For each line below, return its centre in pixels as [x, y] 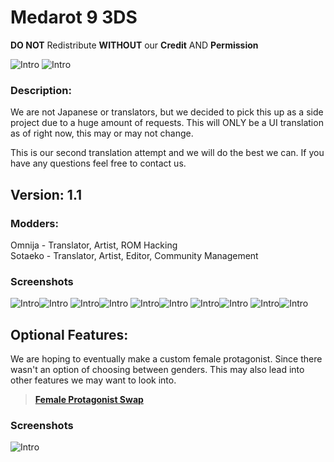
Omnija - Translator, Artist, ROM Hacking [94, 245]
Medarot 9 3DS [74, 17]
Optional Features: [69, 334]
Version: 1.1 [46, 194]
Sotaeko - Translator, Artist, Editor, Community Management [134, 255]
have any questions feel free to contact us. [98, 163]
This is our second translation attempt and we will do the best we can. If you [167, 153]
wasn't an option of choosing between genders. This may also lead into [157, 370]
